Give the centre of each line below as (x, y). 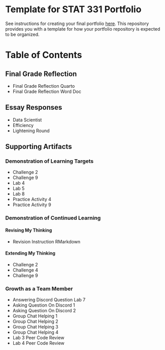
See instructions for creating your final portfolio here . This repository (77, 23)
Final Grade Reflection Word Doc (47, 91)
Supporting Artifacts (39, 147)
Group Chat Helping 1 (35, 316)
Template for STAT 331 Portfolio (73, 9)
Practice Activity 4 (32, 199)
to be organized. (22, 34)
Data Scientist (27, 120)
